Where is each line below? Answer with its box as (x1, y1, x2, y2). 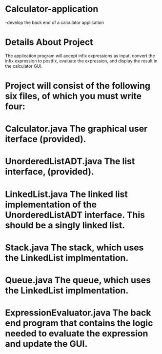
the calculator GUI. (5, 63, 43, 69)
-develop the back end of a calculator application (5, 20, 104, 25)
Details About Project (5, 37, 94, 48)
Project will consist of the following (5, 80, 150, 91)
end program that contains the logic (5, 318, 153, 329)
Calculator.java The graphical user (5, 123, 148, 135)
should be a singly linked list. (5, 219, 125, 231)
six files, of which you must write (5, 91, 142, 102)
